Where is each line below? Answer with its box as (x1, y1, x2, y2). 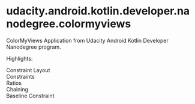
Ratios (6, 79, 22, 87)
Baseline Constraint (6, 92, 55, 99)
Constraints (6, 73, 35, 80)
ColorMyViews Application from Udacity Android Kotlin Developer (6, 37, 169, 44)
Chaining (6, 85, 29, 93)
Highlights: (6, 55, 33, 62)
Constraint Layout (6, 66, 50, 73)
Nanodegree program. (6, 43, 61, 50)
